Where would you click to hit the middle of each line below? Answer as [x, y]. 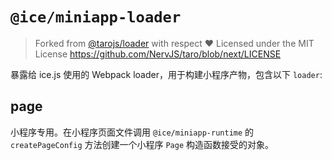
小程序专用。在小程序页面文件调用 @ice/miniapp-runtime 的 [132, 132]
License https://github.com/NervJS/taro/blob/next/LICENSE [158, 54]
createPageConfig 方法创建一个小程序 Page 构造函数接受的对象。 [142, 144]
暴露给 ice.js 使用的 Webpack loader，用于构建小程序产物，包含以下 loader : [166, 74]
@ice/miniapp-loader [96, 17]
